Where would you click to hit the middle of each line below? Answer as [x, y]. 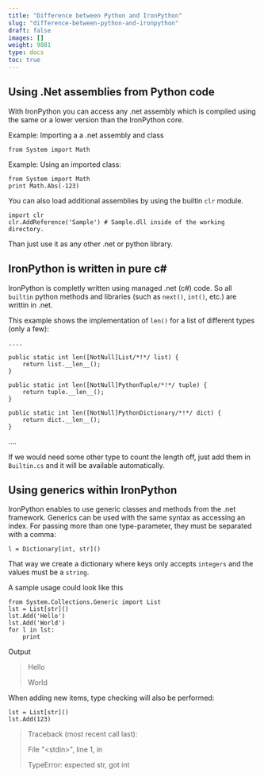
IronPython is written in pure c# [88, 269]
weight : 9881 [30, 45]
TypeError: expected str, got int [78, 765]
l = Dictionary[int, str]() [55, 549]
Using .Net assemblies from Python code [112, 92]
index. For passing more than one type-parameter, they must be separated [130, 526]
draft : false [30, 30]
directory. [26, 229]
